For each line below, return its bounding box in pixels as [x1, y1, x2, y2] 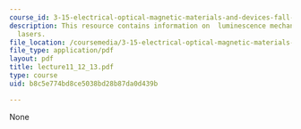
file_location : [9, 37, 66, 47]
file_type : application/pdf [9, 46, 115, 55]
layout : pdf [9, 54, 54, 63]
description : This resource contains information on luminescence [9, 21, 267, 30]
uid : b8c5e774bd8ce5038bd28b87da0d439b [9, 79, 159, 88]
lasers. [17, 29, 47, 38]
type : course [9, 71, 58, 80]
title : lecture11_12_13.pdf [9, 63, 115, 72]
